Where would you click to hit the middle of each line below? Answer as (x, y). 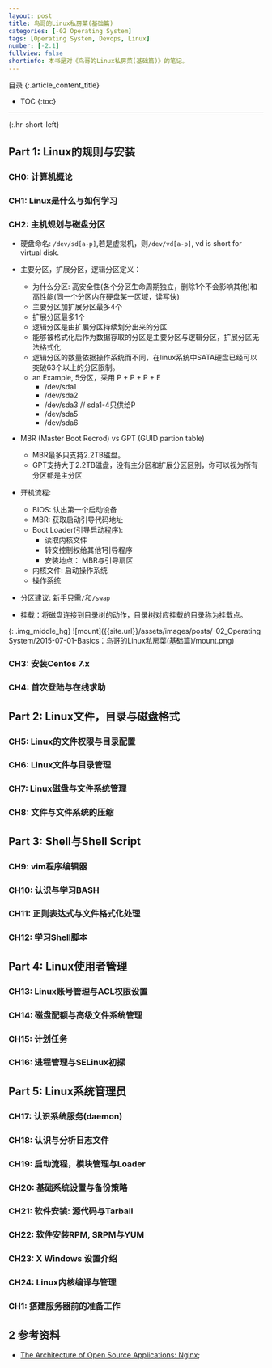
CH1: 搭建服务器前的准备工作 (64, 1306)
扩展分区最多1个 (59, 317)
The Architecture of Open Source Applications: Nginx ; (110, 1355)
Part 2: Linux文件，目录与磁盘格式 (94, 716)
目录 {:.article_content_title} (54, 85)
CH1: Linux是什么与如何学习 (63, 201)
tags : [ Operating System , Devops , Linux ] (79, 38)
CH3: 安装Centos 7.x (49, 664)
